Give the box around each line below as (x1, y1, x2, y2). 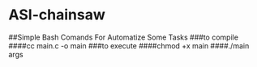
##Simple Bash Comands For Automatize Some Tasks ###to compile (8, 32, 239, 42)
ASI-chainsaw (8, 6, 105, 24)
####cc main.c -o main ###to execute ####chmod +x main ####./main (8, 40, 250, 50)
